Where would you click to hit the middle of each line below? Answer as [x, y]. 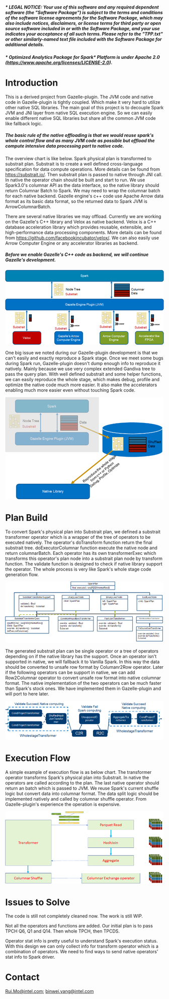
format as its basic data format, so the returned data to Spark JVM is [76, 201]
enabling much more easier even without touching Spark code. [70, 390]
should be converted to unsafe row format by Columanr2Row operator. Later [84, 667]
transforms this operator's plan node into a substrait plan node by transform [84, 558]
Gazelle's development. [31, 260]
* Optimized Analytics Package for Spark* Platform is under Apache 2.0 [82, 57]
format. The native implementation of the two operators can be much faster [83, 683]
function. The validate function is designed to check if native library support [84, 563]
